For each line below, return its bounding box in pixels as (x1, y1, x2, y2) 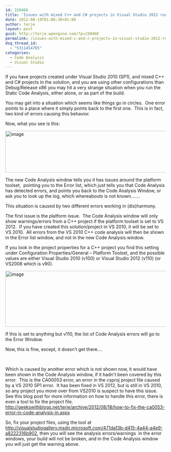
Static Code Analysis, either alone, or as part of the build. (5, 90, 125, 96)
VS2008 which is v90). (5, 261, 53, 267)
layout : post (5, 27, 33, 32)
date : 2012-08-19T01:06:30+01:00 (5, 17, 76, 22)
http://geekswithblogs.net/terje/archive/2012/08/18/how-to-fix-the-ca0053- (5, 404, 165, 410)
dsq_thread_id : (5, 41, 38, 46)
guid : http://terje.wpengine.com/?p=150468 (5, 31, 99, 36)
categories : (5, 50, 31, 55)
